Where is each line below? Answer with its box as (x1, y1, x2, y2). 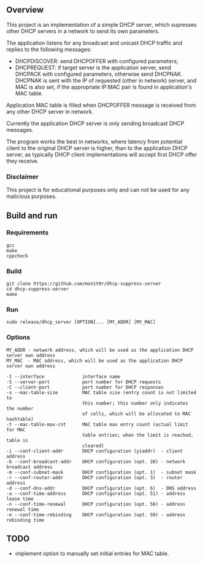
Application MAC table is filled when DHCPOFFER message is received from (6, 101, 196, 109)
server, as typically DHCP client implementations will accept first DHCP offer (6, 151, 198, 158)
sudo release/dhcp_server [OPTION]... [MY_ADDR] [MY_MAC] (6, 319, 156, 326)
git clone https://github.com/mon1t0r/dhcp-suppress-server (6, 281, 162, 287)
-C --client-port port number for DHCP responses (6, 384, 164, 391)
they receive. (6, 157, 39, 165)
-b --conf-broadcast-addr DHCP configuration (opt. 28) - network (6, 459, 186, 465)
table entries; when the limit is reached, (82, 432, 194, 438)
